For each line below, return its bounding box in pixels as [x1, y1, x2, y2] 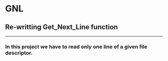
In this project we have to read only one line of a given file [5, 43, 147, 50]
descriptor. [5, 49, 33, 56]
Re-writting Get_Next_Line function [5, 23, 118, 31]
